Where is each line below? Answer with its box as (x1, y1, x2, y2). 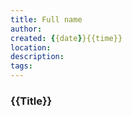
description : (10, 52, 65, 62)
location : (10, 42, 52, 53)
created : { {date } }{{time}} (10, 33, 123, 43)
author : (10, 24, 43, 34)
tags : (10, 61, 33, 71)
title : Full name (10, 14, 83, 25)
